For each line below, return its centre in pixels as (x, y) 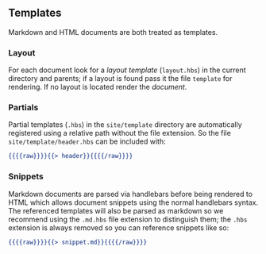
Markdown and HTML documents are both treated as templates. (113, 32)
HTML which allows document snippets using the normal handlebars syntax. (133, 202)
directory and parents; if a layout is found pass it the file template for (120, 79)
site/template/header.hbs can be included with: (87, 141)
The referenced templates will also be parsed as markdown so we (116, 210)
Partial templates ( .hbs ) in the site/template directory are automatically (125, 125)
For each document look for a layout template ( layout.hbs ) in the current (127, 70)
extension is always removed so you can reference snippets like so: (119, 227)
